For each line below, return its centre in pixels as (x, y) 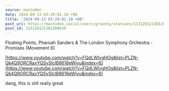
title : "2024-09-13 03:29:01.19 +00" (45, 19)
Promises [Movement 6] (30, 48)
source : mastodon (23, 10)
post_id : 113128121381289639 (36, 28)
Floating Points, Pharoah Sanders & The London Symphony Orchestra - (79, 42)
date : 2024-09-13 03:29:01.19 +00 (41, 14)
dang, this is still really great (34, 83)
